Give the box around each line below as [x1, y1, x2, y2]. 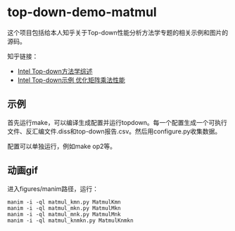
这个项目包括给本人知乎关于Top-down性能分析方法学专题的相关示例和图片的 [7, 28, 229, 37]
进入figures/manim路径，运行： [7, 184, 99, 193]
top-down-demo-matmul [7, 4, 157, 20]
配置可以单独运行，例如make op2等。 [7, 142, 117, 150]
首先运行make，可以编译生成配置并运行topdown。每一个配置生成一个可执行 [7, 118, 227, 126]
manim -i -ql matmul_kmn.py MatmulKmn [7, 198, 121, 206]
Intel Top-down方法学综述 [17, 67, 93, 75]
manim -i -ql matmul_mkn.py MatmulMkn [7, 204, 121, 211]
